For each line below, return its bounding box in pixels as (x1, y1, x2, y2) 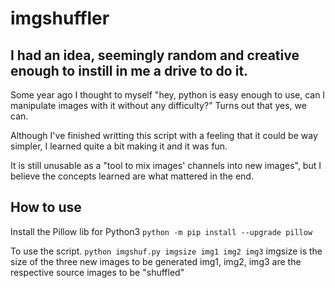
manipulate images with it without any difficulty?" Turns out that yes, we (10, 100, 307, 111)
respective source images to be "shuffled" (10, 266, 185, 278)
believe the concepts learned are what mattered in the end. (10, 170, 254, 182)
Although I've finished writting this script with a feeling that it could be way (10, 130, 318, 141)
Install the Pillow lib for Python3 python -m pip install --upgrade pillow (10, 225, 313, 237)
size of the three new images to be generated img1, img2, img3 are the (10, 255, 302, 267)
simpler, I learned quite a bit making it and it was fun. (10, 140, 228, 152)
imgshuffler (10, 7, 110, 30)
